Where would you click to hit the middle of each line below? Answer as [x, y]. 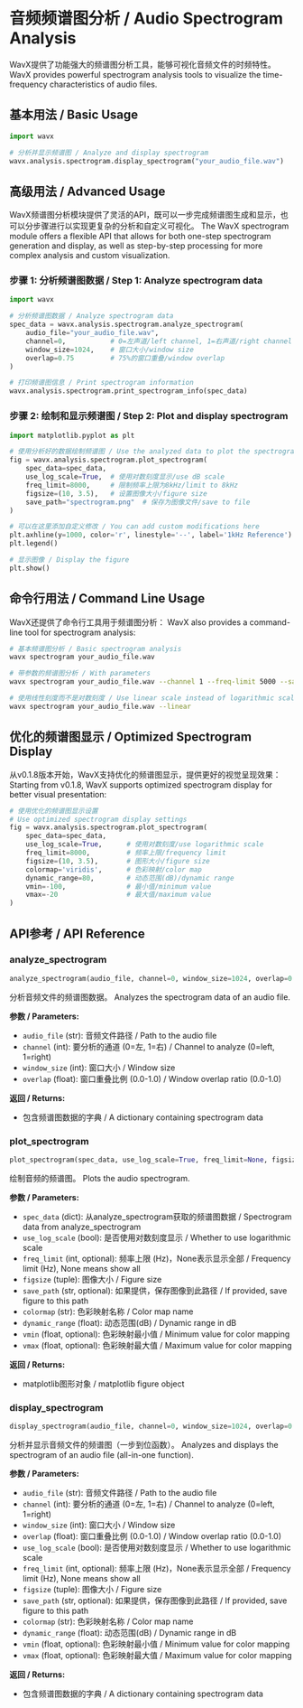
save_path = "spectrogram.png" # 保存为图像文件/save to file [138, 502]
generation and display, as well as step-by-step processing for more [136, 246]
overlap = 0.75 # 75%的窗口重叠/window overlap [125, 358]
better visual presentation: [58, 794]
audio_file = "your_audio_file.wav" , [92, 333]
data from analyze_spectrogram [82, 1227]
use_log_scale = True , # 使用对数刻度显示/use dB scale [125, 477]
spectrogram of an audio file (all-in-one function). [101, 1455]
